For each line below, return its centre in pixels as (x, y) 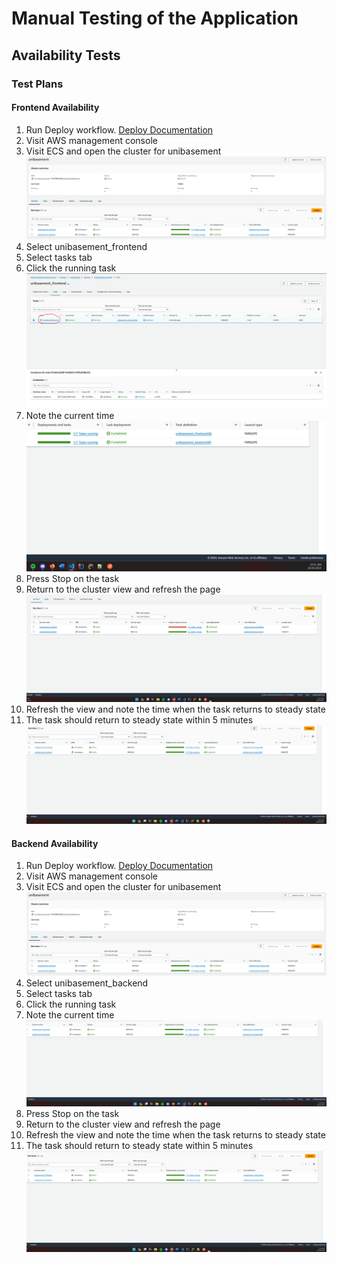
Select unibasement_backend (87, 983)
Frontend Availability (55, 108)
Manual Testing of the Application (155, 18)
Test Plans (37, 84)
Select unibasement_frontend (86, 247)
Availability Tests (66, 55)
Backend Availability (55, 843)
